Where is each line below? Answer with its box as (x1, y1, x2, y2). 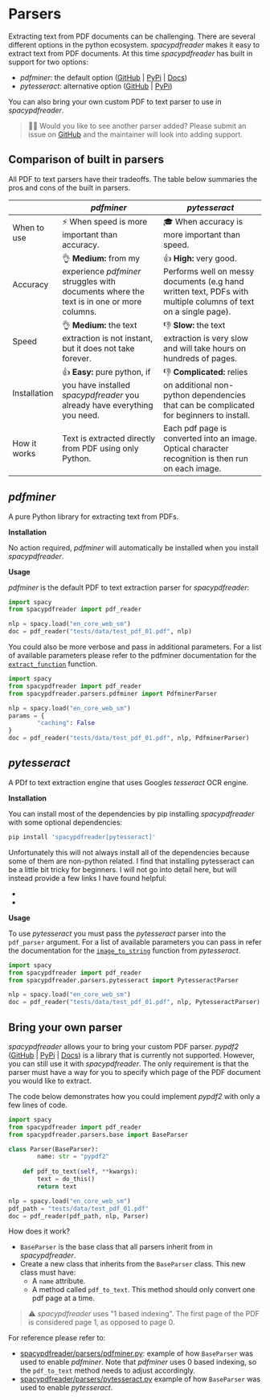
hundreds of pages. (163, 352, 237, 364)
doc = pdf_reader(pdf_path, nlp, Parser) (8, 1212, 149, 1220)
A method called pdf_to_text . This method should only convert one (31, 1285, 256, 1295)
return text (37, 1182, 78, 1191)
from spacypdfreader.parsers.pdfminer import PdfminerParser (8, 690, 218, 698)
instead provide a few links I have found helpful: (8, 873, 167, 883)
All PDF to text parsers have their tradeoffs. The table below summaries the (8, 174, 258, 183)
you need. (61, 410, 100, 421)
